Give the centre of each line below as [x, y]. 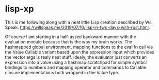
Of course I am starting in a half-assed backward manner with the [71, 37]
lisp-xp [19, 9]
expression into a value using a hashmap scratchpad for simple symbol [76, 62]
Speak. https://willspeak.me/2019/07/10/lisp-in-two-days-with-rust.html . [78, 27]
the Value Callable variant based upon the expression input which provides [80, 52]
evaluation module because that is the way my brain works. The [69, 41]
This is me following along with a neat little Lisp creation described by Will [79, 22]
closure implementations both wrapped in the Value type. [62, 72]
